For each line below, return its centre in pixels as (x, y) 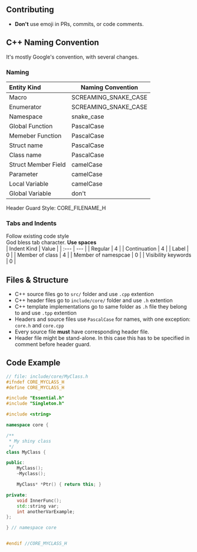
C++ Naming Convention (52, 43)
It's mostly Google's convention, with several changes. (73, 57)
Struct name (26, 145)
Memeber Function (35, 135)
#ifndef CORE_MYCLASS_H (35, 382)
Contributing (30, 10)
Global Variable (30, 193)
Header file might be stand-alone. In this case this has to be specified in (102, 338)
